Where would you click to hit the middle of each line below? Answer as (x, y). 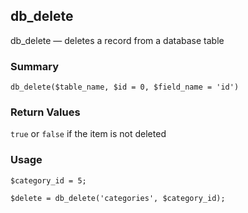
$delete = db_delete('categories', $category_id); (118, 198)
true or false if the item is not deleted (88, 134)
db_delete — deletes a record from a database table (117, 40)
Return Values (45, 112)
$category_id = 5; (48, 180)
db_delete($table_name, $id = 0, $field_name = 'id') (125, 87)
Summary (35, 66)
